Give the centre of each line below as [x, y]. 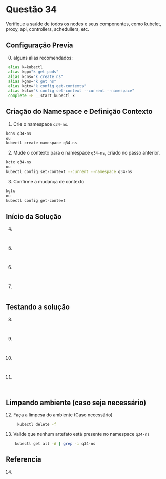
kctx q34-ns [18, 162]
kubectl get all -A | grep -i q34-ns [55, 444]
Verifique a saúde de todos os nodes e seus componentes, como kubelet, [84, 24]
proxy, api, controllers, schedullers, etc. [47, 29]
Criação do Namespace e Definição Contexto [79, 112]
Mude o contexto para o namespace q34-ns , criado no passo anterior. [87, 153]
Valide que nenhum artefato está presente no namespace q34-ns [81, 434]
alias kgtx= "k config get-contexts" [47, 86]
